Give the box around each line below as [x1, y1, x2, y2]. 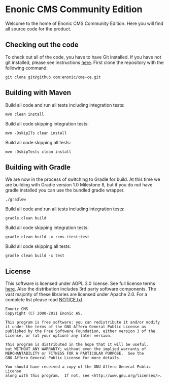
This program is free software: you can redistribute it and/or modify [5, 320, 160, 325]
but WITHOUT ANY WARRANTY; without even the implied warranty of [5, 346, 146, 352]
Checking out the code [5, 41, 79, 49]
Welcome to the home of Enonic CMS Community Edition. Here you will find [5, 20, 163, 26]
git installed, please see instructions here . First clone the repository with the [5, 59, 164, 66]
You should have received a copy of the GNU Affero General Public [5, 364, 151, 369]
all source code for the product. [5, 25, 72, 31]
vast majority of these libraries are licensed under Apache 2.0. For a [5, 291, 147, 298]
